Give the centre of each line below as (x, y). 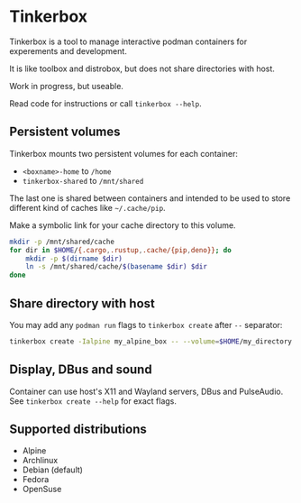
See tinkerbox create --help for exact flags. (93, 401)
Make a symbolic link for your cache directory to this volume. (123, 225)
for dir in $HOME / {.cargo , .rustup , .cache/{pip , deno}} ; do (120, 250)
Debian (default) (53, 470)
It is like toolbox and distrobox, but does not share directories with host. (142, 69)
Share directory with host (82, 303)
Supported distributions (78, 430)
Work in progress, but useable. (67, 86)
